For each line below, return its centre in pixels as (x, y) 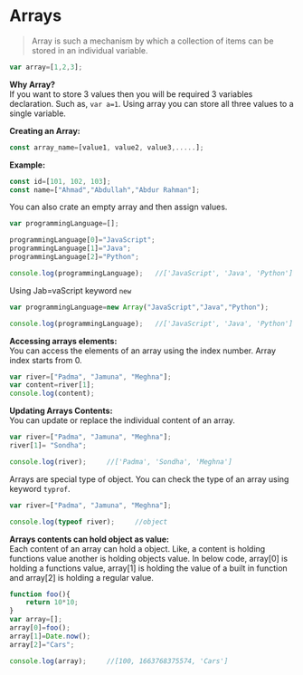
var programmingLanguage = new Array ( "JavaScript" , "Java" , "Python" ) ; (139, 307)
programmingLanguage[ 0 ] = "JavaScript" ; (82, 240)
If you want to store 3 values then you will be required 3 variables (131, 94)
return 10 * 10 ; (52, 603)
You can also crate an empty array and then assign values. (118, 207)
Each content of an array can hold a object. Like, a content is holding (137, 548)
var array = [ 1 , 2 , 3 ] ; (46, 67)
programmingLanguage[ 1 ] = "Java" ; (70, 249)
